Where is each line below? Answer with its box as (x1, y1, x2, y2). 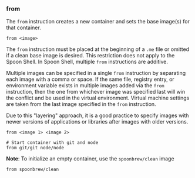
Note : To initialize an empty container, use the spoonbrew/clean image (6, 155, 174, 162)
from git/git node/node (6, 145, 65, 151)
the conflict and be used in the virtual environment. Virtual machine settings (6, 94, 190, 101)
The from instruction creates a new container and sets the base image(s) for (6, 18, 190, 25)
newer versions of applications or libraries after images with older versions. (6, 118, 189, 125)
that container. (6, 24, 41, 31)
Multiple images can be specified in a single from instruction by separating (6, 70, 186, 77)
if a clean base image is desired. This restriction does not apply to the (6, 52, 175, 59)
